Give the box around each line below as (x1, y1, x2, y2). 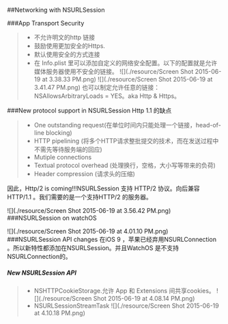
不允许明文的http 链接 (33, 34, 96, 41)
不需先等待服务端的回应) (33, 145, 102, 153)
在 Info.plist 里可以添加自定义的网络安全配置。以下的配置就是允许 (33, 59, 218, 67)
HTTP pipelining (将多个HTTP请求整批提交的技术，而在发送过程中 (33, 137, 219, 145)
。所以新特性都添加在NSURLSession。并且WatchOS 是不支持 (7, 244, 180, 252)
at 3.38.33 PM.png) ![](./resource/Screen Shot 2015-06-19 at (42, 75, 213, 83)
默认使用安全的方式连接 (33, 51, 100, 58)
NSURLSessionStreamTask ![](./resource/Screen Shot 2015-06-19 (33, 301, 220, 310)
